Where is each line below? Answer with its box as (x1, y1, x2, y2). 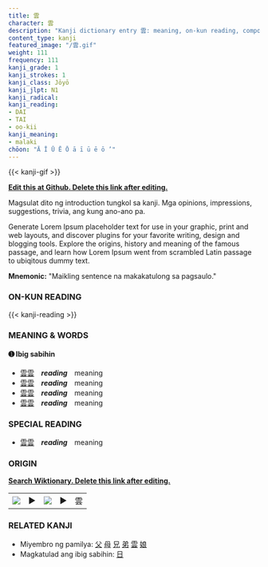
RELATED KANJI (8, 520, 73, 531)
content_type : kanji (8, 34, 77, 42)
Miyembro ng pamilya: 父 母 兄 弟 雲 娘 (19, 539, 148, 549)
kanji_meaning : (8, 130, 59, 138)
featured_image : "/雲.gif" (8, 42, 97, 50)
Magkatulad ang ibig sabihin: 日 (19, 549, 124, 559)
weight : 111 (8, 49, 48, 57)
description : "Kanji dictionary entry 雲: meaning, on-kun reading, (8, 26, 239, 34)
